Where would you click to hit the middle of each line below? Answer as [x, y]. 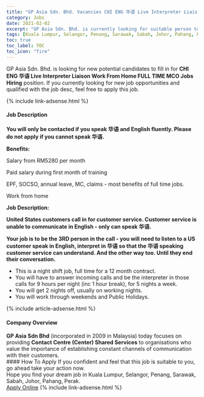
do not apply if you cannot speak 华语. [55, 137]
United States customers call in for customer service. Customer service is [102, 219]
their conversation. [31, 259]
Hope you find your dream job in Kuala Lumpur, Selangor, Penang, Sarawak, [101, 375]
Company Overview [32, 322]
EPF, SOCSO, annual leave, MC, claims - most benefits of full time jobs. [95, 184]
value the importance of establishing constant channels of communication [99, 349]
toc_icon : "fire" [28, 52]
